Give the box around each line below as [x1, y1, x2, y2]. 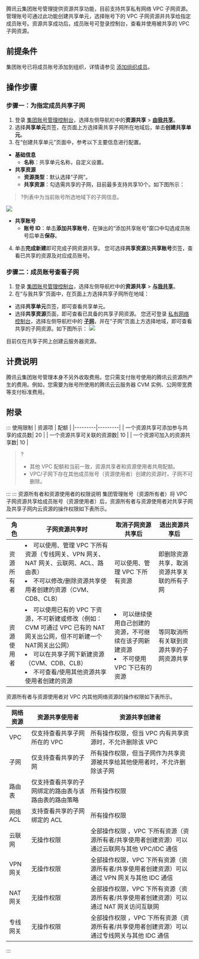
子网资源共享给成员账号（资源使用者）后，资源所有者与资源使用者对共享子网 [6, 498, 193, 505]
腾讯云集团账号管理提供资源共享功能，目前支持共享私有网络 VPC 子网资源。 [6, 5, 191, 12]
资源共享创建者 [119, 713, 161, 722]
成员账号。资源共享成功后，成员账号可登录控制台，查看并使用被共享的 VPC [6, 20, 190, 27]
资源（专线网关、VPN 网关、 [25, 550, 105, 559]
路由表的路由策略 [31, 796, 79, 804]
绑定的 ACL [31, 816, 63, 824]
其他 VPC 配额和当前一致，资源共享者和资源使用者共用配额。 [29, 463, 179, 470]
